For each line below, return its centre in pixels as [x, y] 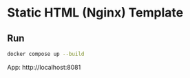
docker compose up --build [46, 54]
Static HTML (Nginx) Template [95, 13]
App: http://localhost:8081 [44, 67]
